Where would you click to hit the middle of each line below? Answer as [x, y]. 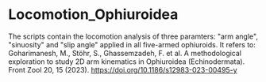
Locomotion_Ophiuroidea [93, 15]
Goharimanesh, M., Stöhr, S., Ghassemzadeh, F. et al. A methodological [125, 53]
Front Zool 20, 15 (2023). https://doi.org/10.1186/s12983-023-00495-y [123, 69]
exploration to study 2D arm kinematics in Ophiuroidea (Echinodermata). [127, 61]
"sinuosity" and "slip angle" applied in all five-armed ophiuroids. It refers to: [132, 44]
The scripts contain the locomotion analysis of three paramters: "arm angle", [133, 36]
